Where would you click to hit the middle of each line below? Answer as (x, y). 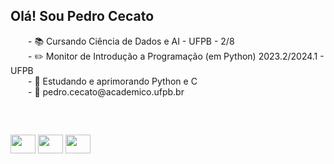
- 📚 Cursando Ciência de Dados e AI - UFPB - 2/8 (131, 41)
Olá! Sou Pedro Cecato (82, 16)
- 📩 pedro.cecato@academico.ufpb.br (106, 91)
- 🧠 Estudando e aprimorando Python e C (113, 81)
